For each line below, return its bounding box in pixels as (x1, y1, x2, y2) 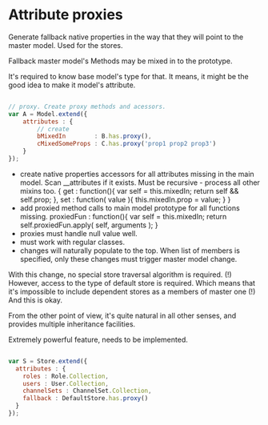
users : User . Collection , (22, 379, 110, 387)
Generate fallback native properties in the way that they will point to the (8, 32, 244, 42)
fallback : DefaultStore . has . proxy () (22, 395, 149, 403)
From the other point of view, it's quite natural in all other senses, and (8, 311, 237, 320)
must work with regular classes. (19, 237, 126, 247)
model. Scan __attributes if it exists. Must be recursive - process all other (19, 178, 260, 187)
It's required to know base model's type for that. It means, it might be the (8, 71, 250, 81)
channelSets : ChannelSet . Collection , (22, 387, 152, 395)
